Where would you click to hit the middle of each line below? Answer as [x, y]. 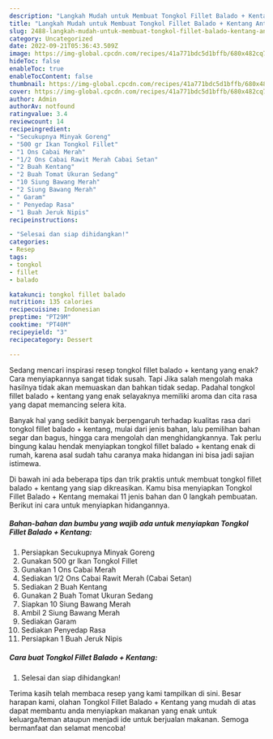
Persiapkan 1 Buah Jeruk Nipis [71, 639]
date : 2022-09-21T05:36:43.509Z [64, 46]
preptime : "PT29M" [40, 318]
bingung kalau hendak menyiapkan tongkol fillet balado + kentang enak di [132, 446]
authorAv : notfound [42, 106]
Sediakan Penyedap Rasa [63, 630]
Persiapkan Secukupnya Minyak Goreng [87, 552]
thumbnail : [28, 84]
